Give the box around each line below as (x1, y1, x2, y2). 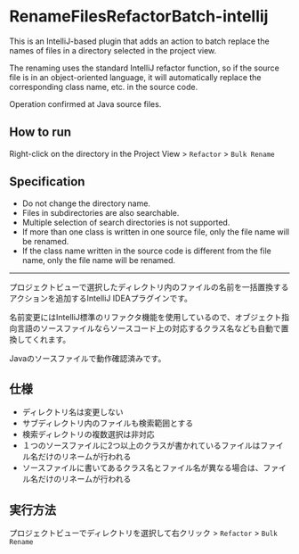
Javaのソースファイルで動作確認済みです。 (9, 352, 166, 363)
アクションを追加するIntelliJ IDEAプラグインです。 (9, 293, 193, 303)
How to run (9, 125, 72, 140)
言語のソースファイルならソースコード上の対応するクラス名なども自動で (16, 323, 282, 334)
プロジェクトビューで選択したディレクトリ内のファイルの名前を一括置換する (9, 281, 289, 292)
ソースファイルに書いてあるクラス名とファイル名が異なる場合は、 (21, 462, 263, 474)
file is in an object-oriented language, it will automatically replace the (9, 71, 262, 82)
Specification (9, 174, 85, 189)
